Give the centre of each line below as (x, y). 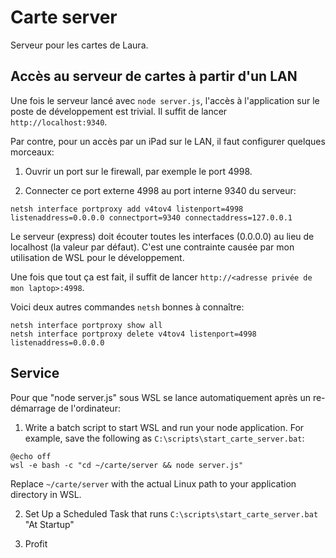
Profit (36, 543)
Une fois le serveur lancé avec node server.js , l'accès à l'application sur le (165, 100)
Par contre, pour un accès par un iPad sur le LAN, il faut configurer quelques (168, 141)
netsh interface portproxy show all (86, 325)
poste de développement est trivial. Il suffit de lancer (119, 111)
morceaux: (32, 152)
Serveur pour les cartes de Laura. (79, 45)
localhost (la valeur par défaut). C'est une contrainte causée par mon (152, 247)
